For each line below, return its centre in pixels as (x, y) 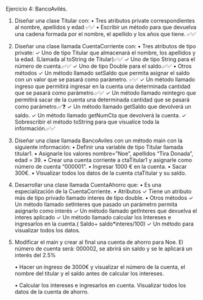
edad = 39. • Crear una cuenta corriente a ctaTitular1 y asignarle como (103, 160)
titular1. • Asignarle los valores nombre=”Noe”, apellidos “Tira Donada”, (104, 153)
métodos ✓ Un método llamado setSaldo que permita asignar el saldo (102, 73)
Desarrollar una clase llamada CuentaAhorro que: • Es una (88, 185)
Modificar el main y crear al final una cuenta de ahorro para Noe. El (99, 242)
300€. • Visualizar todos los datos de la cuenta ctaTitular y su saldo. (100, 173)
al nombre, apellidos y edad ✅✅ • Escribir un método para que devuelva (105, 27)
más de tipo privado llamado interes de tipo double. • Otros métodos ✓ (104, 198)
